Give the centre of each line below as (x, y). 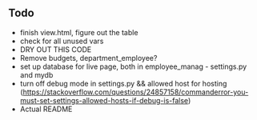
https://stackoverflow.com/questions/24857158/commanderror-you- (136, 92)
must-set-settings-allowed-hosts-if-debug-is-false (104, 100)
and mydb (36, 74)
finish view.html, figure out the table (79, 32)
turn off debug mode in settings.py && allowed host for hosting (123, 83)
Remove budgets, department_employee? (88, 58)
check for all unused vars (62, 41)
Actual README (46, 109)
